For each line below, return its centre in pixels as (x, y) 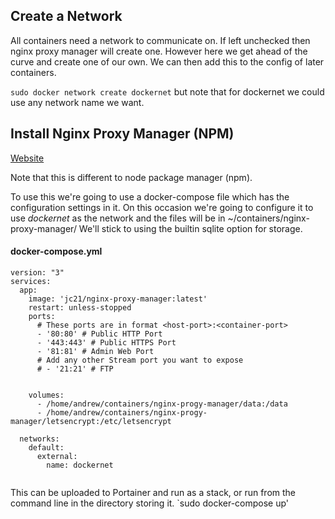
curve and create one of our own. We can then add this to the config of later (167, 61)
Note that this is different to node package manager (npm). (131, 177)
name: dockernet (80, 465)
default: (46, 447)
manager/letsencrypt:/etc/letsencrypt (91, 421)
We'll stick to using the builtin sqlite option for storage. (190, 228)
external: (57, 456)
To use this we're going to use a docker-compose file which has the (150, 196)
